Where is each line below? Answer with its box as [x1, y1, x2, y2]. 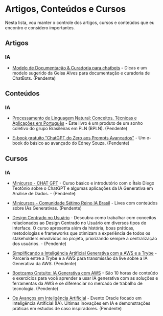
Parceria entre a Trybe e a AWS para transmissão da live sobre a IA [12, 255, 148, 261]
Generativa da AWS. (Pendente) [12, 261, 77, 266]
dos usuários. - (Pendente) [12, 241, 67, 247]
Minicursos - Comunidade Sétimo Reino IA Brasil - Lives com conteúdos [12, 200, 158, 206]
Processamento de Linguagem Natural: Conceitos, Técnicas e [12, 115, 137, 121]
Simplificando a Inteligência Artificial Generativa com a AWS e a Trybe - [12, 250, 157, 256]
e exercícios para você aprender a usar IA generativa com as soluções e [12, 275, 158, 281]
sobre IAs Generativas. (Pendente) [12, 205, 82, 211]
